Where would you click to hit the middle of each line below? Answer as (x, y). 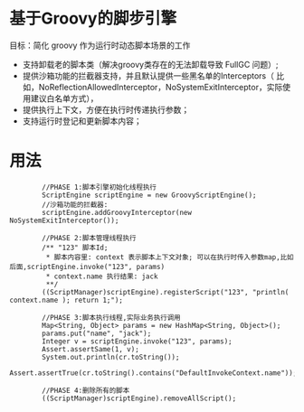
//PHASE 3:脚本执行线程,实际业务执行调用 (111, 317)
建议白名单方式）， (64, 98)
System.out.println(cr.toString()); (111, 357)
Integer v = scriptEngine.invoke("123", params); (137, 341)
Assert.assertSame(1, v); (91, 349)
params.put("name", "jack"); (97, 333)
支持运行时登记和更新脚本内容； (82, 121)
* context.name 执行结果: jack (102, 276)
